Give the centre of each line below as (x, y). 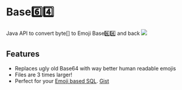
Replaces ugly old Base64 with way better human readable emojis (95, 68)
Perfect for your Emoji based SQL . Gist (62, 81)
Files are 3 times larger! (43, 75)
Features (23, 54)
